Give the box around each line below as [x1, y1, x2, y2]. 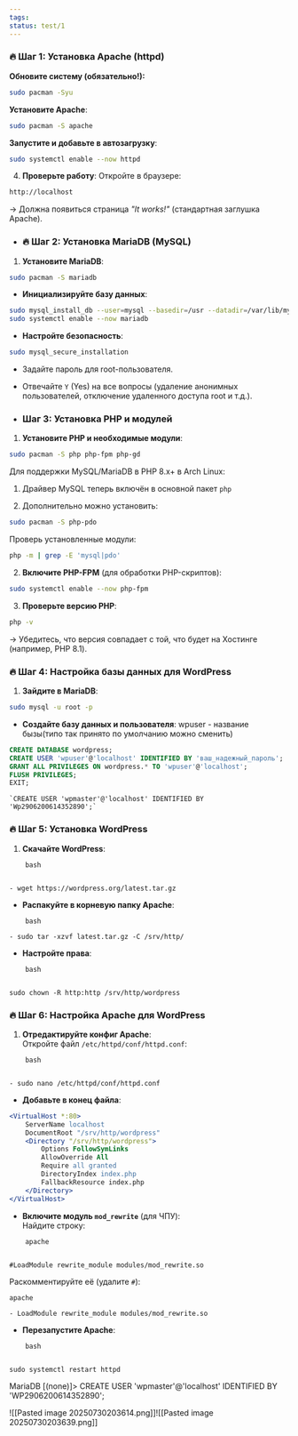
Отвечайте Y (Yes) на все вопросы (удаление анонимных [21, 381, 239, 392]
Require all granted [41, 1161, 117, 1170]
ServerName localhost [25, 1119, 105, 1129]
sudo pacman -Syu [9, 88, 74, 97]
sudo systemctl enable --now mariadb [9, 315, 149, 324]
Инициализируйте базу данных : [21, 289, 148, 300]
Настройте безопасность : [21, 331, 124, 341]
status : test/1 [9, 21, 66, 30]
